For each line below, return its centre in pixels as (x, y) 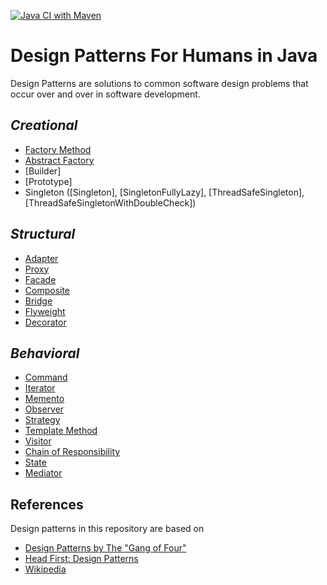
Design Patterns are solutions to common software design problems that (159, 83)
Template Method (61, 431)
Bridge (38, 301)
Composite (47, 290)
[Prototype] (48, 181)
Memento (44, 399)
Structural (43, 234)
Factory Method (58, 149)
